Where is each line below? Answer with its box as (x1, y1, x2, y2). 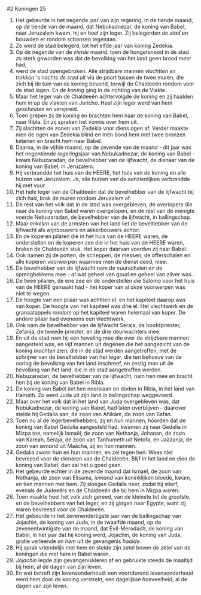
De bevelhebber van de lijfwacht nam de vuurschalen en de (15, 264, 163, 271)
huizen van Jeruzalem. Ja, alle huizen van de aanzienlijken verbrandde (15, 176, 190, 182)
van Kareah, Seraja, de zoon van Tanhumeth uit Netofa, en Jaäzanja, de (15, 436, 193, 443)
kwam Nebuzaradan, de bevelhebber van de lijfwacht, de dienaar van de (15, 157, 195, 163)
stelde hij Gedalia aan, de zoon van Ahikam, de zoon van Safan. (15, 411, 172, 417)
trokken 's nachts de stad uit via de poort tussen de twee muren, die (15, 74, 184, 81)
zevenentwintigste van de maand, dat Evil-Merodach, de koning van (15, 525, 184, 532)
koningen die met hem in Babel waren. (15, 550, 110, 557)
